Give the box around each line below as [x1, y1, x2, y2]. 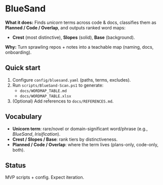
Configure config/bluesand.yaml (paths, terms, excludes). [12, 77, 131, 83]
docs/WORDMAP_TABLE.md [19, 88, 67, 93]
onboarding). [5, 49, 32, 55]
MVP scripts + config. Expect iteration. [5, 175, 84, 181]
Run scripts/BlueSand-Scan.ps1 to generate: [12, 82, 103, 88]
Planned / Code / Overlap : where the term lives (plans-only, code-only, [12, 141, 159, 147]
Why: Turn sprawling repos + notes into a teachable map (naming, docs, [5, 44, 154, 50]
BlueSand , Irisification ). [12, 131, 61, 137]
